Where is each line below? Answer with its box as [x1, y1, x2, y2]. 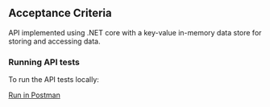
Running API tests [8, 56, 81, 68]
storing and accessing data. [8, 36, 101, 46]
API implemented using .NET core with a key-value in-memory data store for [8, 27, 262, 37]
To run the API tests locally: [8, 75, 99, 84]
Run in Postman [8, 90, 60, 100]
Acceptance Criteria [8, 6, 112, 20]
